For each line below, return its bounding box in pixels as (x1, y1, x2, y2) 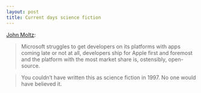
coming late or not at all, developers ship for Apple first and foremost (21, 49, 193, 56)
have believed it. (21, 80, 62, 88)
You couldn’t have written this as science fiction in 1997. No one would (21, 74, 196, 81)
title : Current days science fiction (6, 14, 101, 21)
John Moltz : (6, 31, 36, 38)
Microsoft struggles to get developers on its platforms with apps (21, 43, 181, 50)
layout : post (6, 8, 39, 15)
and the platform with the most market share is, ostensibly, (21, 56, 167, 63)
